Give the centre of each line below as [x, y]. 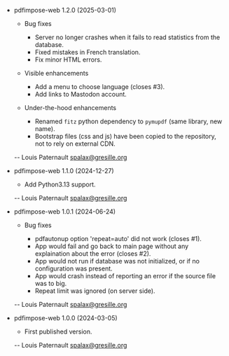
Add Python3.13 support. [60, 184]
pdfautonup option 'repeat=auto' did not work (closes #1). [118, 239]
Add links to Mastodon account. [81, 94]
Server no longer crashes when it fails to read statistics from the [127, 37]
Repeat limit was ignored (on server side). [95, 291]
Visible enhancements [56, 73]
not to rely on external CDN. [75, 144]
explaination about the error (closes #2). [93, 254]
